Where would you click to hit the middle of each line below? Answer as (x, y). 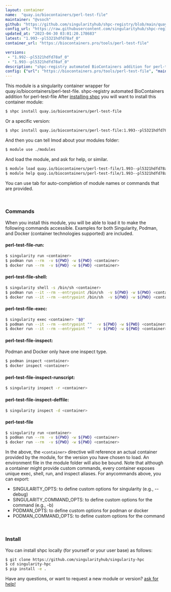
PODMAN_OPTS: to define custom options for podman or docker (80, 510)
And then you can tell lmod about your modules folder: (62, 140)
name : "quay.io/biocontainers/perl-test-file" (57, 15)
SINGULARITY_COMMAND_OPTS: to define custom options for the (82, 500)
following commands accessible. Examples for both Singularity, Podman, (81, 228)
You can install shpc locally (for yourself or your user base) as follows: (79, 550)
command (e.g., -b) (33, 505)
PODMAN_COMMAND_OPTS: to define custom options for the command (89, 516)
